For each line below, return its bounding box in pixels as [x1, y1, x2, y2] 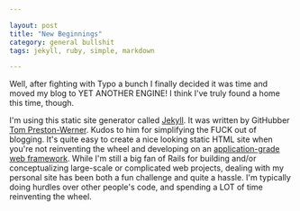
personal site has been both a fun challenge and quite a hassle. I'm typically [9, 172, 291, 183]
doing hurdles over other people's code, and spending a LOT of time [9, 181, 263, 193]
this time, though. [9, 98, 75, 109]
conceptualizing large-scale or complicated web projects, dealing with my [9, 163, 285, 173]
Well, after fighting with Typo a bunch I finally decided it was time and [9, 78, 268, 90]
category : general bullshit [9, 38, 115, 47]
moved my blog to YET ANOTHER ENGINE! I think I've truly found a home [9, 88, 281, 99]
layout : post [9, 21, 59, 30]
